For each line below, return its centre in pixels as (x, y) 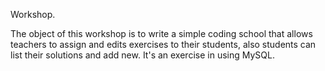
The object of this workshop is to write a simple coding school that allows (161, 33)
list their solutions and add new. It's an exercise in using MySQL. (142, 55)
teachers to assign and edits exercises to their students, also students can (163, 44)
